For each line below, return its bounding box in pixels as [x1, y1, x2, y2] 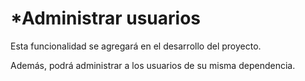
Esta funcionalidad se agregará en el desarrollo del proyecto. [10, 40, 262, 52]
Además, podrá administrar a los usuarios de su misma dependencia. [10, 59, 296, 71]
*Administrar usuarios [10, 7, 201, 30]
